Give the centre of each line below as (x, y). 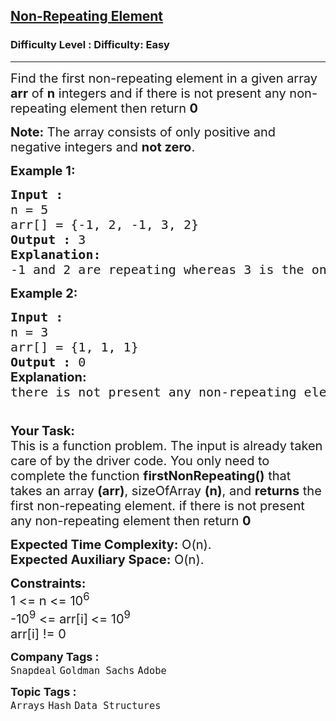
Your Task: (43, 430)
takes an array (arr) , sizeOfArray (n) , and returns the (166, 490)
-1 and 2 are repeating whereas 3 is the (157, 269)
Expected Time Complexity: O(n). (111, 544)
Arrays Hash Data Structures (86, 706)
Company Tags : (55, 657)
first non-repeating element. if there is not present (157, 505)
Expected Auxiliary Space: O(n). (107, 559)
